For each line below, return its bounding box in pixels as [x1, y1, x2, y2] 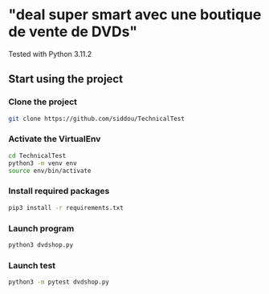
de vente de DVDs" [8, 22, 138, 41]
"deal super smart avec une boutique [8, 6, 262, 24]
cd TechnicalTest [8, 151, 67, 159]
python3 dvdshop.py [8, 240, 74, 249]
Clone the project [8, 96, 78, 107]
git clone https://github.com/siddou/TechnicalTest [8, 115, 185, 123]
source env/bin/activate [8, 167, 92, 175]
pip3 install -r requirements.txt [8, 203, 124, 211]
